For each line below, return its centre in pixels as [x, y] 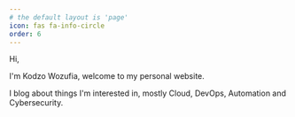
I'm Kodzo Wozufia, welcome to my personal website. [107, 76]
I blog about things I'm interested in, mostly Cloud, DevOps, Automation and [147, 93]
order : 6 [25, 34]
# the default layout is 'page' [69, 17]
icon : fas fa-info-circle [57, 26]
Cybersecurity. [36, 103]
